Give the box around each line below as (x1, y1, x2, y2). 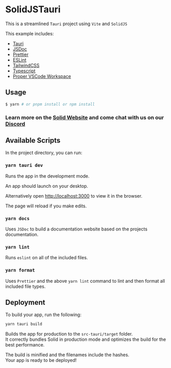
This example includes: (5, 30, 54, 36)
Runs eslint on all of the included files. (5, 255, 88, 261)
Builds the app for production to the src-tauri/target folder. (5, 331, 133, 337)
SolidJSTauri (5, 4, 61, 15)
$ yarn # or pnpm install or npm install (5, 102, 95, 107)
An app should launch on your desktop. (5, 183, 89, 189)
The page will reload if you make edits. (5, 203, 87, 209)
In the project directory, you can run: (5, 150, 82, 156)
